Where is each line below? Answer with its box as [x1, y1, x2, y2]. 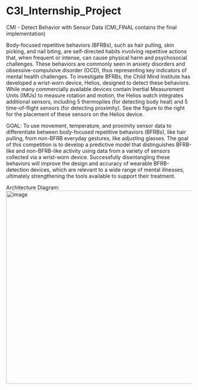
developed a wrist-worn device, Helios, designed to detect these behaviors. [6, 79, 190, 86]
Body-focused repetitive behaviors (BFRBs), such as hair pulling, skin [6, 41, 174, 49]
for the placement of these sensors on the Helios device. [6, 111, 144, 118]
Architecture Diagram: [6, 183, 60, 191]
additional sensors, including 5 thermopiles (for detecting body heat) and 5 [6, 98, 188, 105]
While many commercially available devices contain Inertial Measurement [6, 85, 184, 92]
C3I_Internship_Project [6, 4, 122, 18]
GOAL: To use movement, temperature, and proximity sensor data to [6, 122, 172, 129]
